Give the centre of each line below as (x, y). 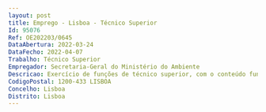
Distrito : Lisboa (37, 96)
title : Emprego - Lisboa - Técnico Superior (83, 23)
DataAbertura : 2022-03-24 (51, 45)
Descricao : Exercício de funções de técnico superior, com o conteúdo (127, 74)
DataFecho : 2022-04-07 (46, 52)
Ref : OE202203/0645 (40, 37)
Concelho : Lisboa (37, 89)
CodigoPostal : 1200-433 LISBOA (60, 81)
